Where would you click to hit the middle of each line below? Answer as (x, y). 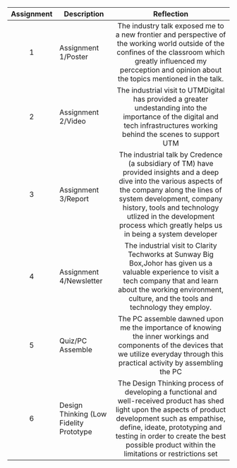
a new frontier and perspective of (171, 35)
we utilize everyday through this (171, 354)
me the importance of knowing (171, 328)
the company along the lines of (171, 190)
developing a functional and (171, 392)
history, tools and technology (171, 208)
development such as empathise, (171, 418)
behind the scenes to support (171, 134)
